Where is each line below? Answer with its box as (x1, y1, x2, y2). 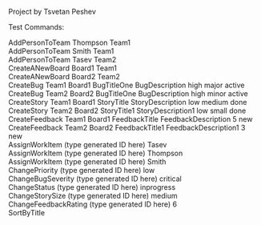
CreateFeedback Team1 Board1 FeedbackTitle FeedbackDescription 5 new (8, 115, 253, 123)
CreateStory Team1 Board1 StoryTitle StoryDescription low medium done (8, 98, 247, 106)
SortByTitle (8, 208, 46, 217)
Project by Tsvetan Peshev (8, 7, 96, 16)
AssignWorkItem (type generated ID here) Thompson (8, 148, 183, 158)
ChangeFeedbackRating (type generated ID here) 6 (8, 199, 178, 209)
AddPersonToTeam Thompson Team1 (8, 38, 130, 47)
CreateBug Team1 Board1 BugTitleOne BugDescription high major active (8, 80, 245, 90)
